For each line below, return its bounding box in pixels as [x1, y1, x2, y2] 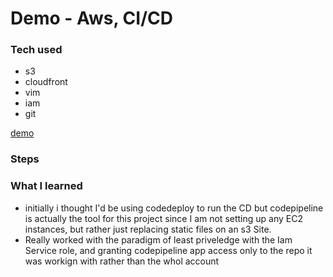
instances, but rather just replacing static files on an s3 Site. [24, 223, 272, 235]
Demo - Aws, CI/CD [10, 7, 173, 30]
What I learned [10, 179, 83, 193]
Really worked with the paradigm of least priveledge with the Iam [24, 233, 293, 246]
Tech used [10, 43, 63, 57]
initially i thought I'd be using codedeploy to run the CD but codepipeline [24, 202, 324, 214]
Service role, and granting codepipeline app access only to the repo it [24, 244, 313, 256]
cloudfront [24, 76, 68, 88]
